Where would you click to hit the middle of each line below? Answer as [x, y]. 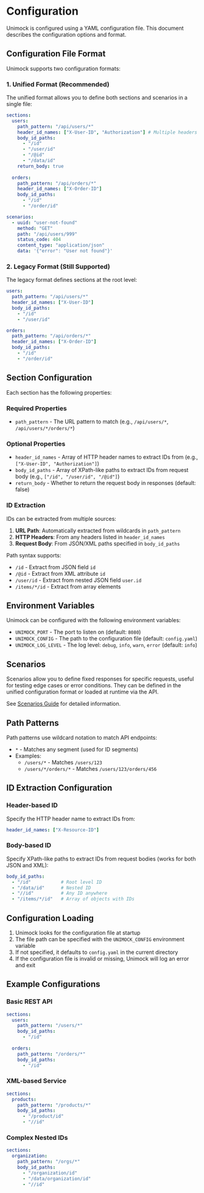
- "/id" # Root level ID [57, 882]
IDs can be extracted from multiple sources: [62, 518]
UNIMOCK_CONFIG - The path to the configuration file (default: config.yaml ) [106, 639]
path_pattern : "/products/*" [54, 1105]
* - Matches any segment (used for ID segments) [77, 749]
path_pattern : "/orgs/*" [49, 1162]
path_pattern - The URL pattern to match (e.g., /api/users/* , [92, 421]
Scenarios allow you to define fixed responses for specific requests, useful [100, 679]
